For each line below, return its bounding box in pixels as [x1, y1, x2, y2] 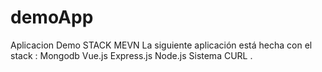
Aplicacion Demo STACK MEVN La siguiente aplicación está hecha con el [10, 39, 313, 51]
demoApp [10, 6, 94, 29]
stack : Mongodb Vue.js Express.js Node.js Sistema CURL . [10, 49, 253, 61]
